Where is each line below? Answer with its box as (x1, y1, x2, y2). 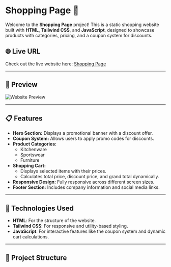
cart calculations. (12, 234, 49, 240)
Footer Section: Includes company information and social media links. (12, 184, 160, 190)
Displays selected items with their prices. (20, 168, 107, 174)
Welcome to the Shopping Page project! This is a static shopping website (5, 21, 159, 28)
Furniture (20, 157, 40, 163)
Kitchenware (20, 147, 47, 153)
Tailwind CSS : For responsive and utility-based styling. (12, 223, 128, 229)
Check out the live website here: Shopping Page (5, 61, 106, 67)
